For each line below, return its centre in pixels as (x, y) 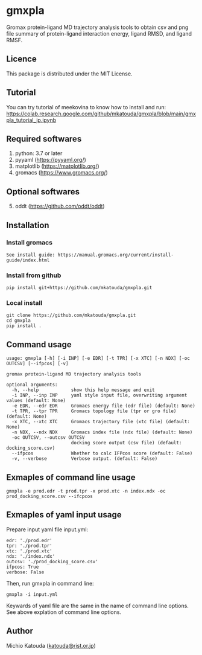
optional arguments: (32, 385)
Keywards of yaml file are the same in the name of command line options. (97, 605)
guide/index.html (28, 260)
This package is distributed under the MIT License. (69, 74)
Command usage (39, 344)
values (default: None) (36, 401)
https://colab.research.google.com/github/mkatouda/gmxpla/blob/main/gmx (101, 113)
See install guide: (31, 255)
